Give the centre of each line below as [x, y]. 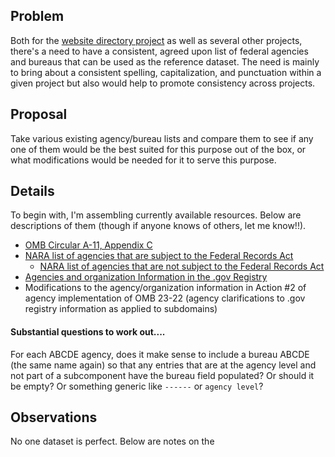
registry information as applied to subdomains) [121, 309]
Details [32, 191]
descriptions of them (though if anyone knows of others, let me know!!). [158, 226]
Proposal [39, 114]
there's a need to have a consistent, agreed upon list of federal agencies [159, 51]
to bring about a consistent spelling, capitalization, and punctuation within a [166, 72]
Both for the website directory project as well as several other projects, [156, 40]
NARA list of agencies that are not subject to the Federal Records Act [182, 266]
